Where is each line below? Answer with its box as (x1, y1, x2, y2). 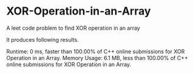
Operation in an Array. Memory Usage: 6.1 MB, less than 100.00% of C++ (6, 54, 189, 61)
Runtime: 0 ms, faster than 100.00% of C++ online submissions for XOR (6, 47, 185, 55)
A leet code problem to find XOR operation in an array (6, 24, 141, 32)
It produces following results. (6, 36, 79, 43)
